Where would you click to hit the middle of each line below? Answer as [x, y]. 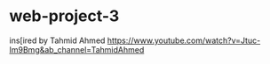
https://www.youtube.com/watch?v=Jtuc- [184, 40]
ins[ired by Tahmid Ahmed [57, 40]
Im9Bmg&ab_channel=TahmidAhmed [77, 49]
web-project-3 [64, 16]
